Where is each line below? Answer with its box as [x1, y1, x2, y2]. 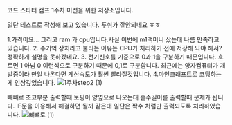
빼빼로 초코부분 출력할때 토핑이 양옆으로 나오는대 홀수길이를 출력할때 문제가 [7, 93, 211, 102]
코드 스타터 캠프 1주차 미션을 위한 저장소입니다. [7, 6, 134, 14]
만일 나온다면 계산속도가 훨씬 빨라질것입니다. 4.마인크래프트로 [30, 70, 198, 78]
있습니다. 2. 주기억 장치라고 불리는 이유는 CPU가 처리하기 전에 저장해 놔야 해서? [7, 44, 222, 52]
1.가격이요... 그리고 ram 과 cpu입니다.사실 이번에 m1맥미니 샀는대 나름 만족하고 [7, 35, 220, 44]
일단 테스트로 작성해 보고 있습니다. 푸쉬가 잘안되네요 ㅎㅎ [7, 21, 161, 29]
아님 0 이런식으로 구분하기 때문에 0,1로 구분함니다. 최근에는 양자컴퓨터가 [24, 61, 219, 69]
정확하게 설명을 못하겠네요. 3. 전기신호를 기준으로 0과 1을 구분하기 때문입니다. [7, 52, 217, 61]
